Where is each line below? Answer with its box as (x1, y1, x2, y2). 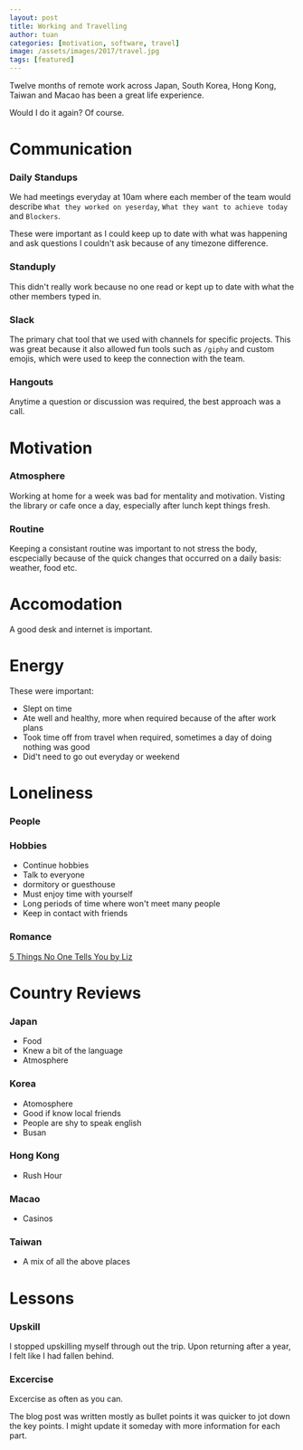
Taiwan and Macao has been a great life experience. (9, 90, 205, 100)
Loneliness (9, 783, 93, 803)
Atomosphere (22, 1098, 74, 1109)
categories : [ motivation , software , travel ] (9, 38, 180, 48)
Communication (9, 139, 133, 159)
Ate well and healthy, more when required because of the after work (22, 713, 277, 724)
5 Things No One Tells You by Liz (9, 951, 133, 962)
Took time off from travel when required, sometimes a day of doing (22, 732, 272, 743)
